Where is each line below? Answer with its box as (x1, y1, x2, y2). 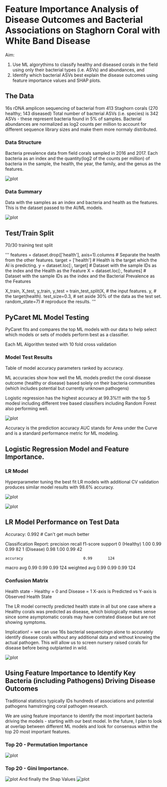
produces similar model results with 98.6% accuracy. (5, 484, 115, 490)
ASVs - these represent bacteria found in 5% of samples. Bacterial (5, 116, 142, 122)
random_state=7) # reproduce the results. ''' (5, 298, 96, 305)
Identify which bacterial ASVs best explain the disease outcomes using (12, 72, 158, 78)
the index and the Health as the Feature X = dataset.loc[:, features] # (5, 268, 147, 274)
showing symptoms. (5, 619, 47, 625)
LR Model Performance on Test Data (5, 518, 120, 526)
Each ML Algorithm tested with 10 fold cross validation (5, 341, 117, 347)
